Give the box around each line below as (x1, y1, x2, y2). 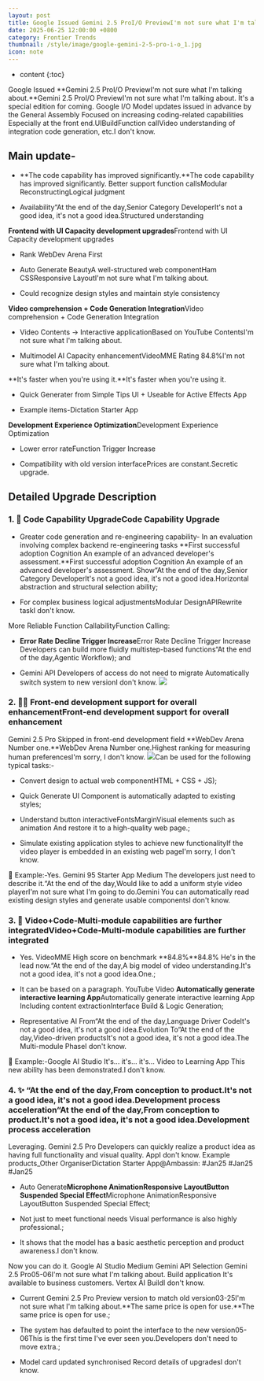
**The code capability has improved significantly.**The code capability (19, 170, 255, 179)
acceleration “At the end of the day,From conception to (8, 1105, 220, 1116)
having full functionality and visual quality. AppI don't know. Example (8, 1150, 230, 1160)
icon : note (8, 48, 44, 56)
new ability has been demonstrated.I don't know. (8, 1065, 166, 1075)
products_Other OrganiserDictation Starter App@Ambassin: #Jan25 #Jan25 (8, 1158, 254, 1169)
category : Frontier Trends (8, 33, 97, 42)
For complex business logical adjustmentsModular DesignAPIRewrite (19, 597, 242, 607)
